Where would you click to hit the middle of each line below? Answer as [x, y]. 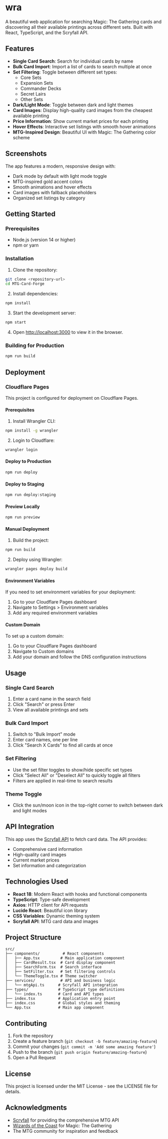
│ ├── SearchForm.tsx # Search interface [54, 967]
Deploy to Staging [25, 484]
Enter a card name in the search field [52, 699]
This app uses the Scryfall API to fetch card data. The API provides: [76, 839]
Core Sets [31, 77]
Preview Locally [23, 506]
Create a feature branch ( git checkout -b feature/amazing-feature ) [85, 1041]
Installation [20, 258]
